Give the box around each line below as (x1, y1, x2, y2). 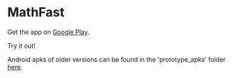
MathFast (7, 4, 65, 21)
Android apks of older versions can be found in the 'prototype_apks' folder (7, 55, 226, 64)
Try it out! (7, 41, 36, 50)
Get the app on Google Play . (7, 28, 90, 36)
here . (7, 62, 23, 71)
